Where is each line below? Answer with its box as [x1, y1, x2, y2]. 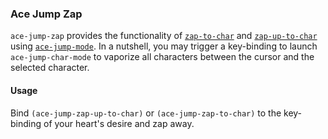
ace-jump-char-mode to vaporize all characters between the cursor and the [10, 51, 315, 63]
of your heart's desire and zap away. [43, 117, 195, 129]
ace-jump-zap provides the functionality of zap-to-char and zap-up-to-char [10, 30, 318, 42]
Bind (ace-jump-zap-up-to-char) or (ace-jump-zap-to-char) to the [10, 107, 282, 119]
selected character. [10, 62, 90, 74]
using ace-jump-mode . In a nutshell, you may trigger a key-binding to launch [10, 40, 318, 52]
